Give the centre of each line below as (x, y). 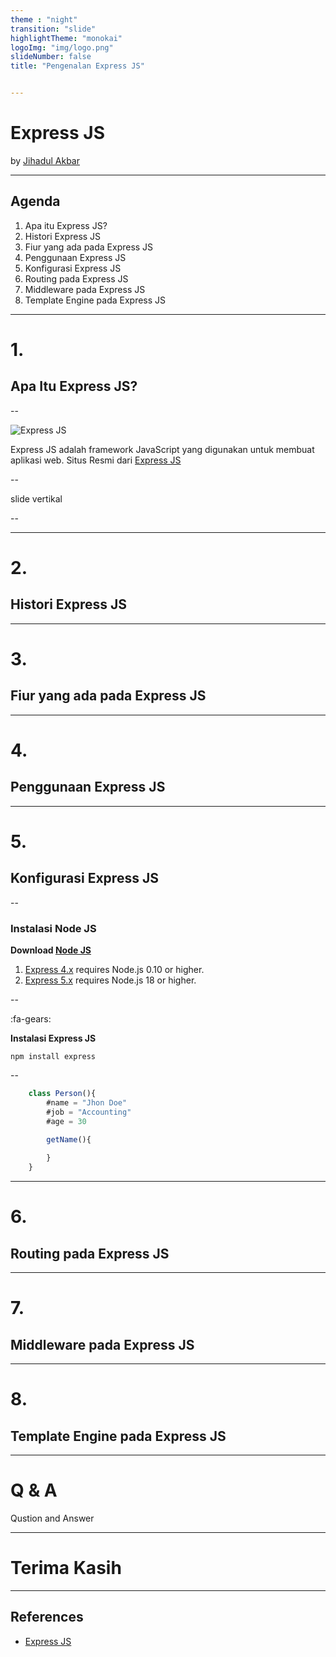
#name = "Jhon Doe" (87, 1102)
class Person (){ (62, 1094)
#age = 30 (66, 1121)
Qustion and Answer (52, 1518)
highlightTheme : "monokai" (66, 38)
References (47, 1617)
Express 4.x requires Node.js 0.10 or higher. (114, 970)
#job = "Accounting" (89, 1112)
